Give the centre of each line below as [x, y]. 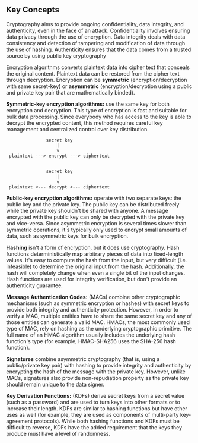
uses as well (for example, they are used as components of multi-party [92, 414]
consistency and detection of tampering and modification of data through [96, 43]
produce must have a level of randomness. [58, 433]
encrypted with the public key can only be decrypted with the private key [95, 217]
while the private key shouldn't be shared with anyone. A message [87, 210]
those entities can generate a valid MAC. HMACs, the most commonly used [98, 322]
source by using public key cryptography [56, 55]
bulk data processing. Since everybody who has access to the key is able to [99, 117]
